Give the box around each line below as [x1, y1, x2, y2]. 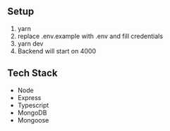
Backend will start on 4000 [17, 46, 97, 55]
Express [17, 93, 42, 101]
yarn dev [17, 39, 44, 48]
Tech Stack [7, 67, 58, 80]
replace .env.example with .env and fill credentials [17, 32, 164, 40]
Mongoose [17, 116, 49, 124]
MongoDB [17, 108, 47, 117]
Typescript [17, 101, 49, 109]
